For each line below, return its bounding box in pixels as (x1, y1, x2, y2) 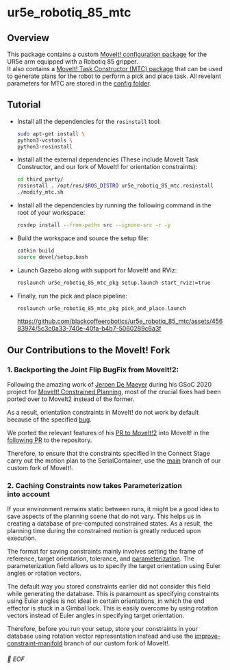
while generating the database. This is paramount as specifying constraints (7, 590, 220, 598)
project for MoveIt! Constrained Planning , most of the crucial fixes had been (7, 388, 221, 396)
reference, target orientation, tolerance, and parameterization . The (7, 554, 195, 563)
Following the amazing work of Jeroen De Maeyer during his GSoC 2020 (7, 381, 212, 389)
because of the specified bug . (7, 415, 92, 424)
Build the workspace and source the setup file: (16, 234, 149, 242)
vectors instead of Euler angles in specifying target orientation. (7, 611, 185, 620)
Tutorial (7, 99, 41, 111)
